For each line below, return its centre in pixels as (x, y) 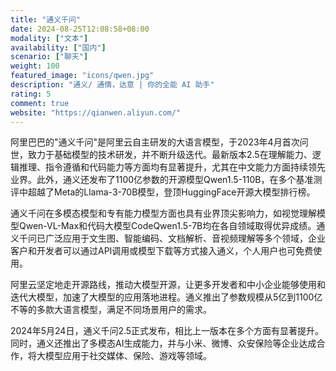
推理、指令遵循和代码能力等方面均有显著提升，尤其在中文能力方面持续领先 (172, 167)
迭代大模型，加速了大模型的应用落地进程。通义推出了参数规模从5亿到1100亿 (166, 297)
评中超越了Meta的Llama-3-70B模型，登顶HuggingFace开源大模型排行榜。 (163, 192)
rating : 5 (31, 94)
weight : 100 (35, 66)
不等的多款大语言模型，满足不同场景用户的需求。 (111, 310)
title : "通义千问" (46, 19)
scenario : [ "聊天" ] (49, 57)
